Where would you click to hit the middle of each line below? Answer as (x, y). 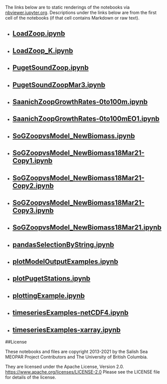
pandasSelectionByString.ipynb (63, 244)
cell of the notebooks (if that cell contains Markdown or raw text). (72, 18)
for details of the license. (31, 377)
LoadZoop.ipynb (39, 34)
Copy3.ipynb (33, 210)
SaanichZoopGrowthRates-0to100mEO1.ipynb (86, 119)
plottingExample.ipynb (49, 296)
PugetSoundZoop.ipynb (50, 68)
